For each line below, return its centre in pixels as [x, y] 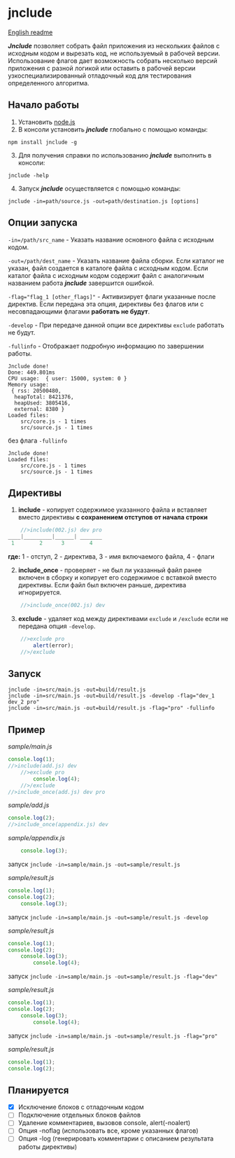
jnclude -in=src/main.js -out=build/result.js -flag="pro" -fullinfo [112, 709]
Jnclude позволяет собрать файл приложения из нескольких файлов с [114, 46]
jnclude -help [29, 175]
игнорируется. [40, 592]
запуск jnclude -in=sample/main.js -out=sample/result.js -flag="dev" [113, 976]
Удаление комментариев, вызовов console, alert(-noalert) [104, 1123]
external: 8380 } [40, 409]
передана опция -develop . [57, 626]
